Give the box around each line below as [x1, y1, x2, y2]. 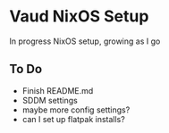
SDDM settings [21, 95, 78, 105]
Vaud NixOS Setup [9, 6, 149, 27]
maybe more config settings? [21, 104, 131, 115]
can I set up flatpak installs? [21, 113, 125, 124]
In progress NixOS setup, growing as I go [9, 36, 161, 46]
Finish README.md [21, 85, 94, 96]
